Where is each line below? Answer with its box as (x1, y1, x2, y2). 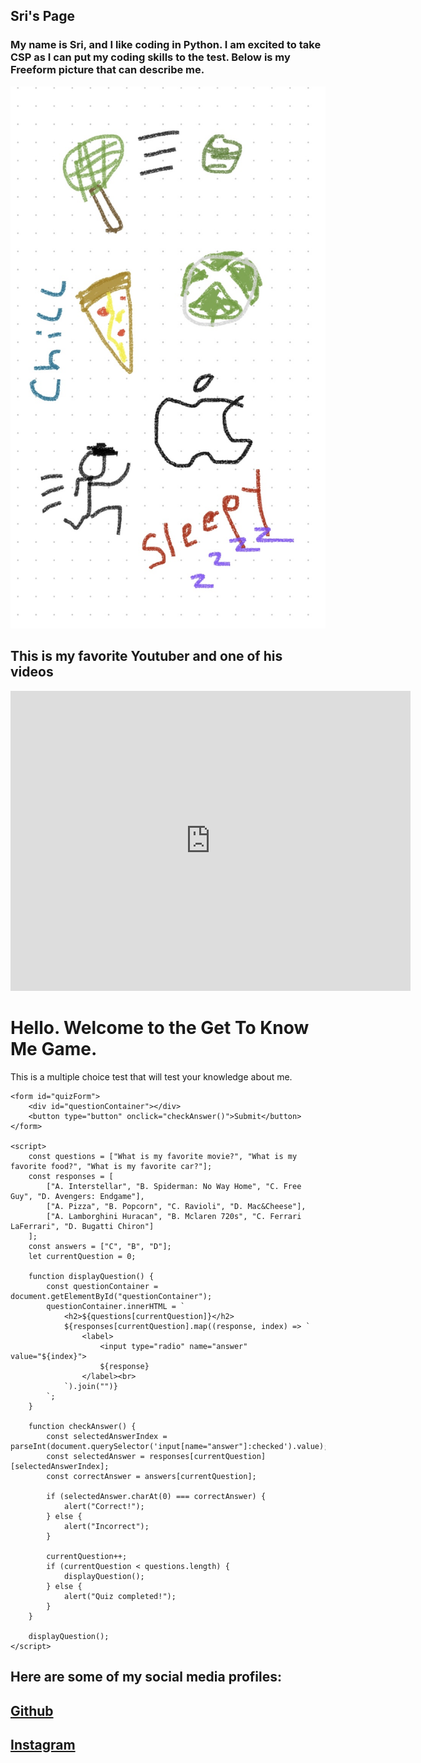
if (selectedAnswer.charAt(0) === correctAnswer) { (46, 1491, 267, 1501)
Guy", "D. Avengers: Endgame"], (10, 1191, 145, 1201)
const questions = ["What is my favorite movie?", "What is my (28, 1151, 298, 1161)
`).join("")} (63, 1381, 118, 1391)
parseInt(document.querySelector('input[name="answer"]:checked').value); (10, 1441, 329, 1451)
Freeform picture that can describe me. (10, 63, 205, 77)
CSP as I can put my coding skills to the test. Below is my (10, 50, 291, 64)
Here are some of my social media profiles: (10, 1669, 283, 1686)
